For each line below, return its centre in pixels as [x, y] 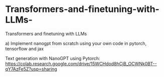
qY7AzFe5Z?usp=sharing [31, 69]
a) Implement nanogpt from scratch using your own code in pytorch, [76, 43]
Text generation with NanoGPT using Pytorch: [53, 58]
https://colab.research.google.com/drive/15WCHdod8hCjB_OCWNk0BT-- [81, 63]
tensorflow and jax [24, 48]
